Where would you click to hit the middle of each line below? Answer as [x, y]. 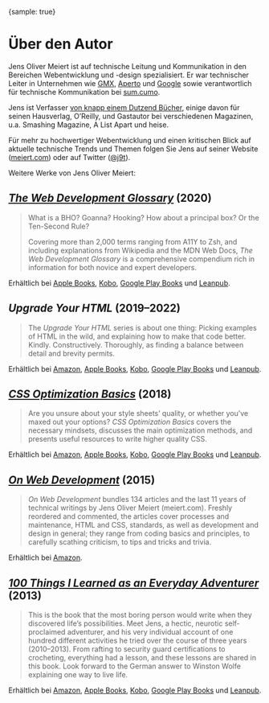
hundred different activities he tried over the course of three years [137, 640]
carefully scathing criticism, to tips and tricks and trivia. [120, 542]
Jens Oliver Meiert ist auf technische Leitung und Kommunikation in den [128, 66]
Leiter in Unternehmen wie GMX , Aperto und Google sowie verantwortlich [130, 83]
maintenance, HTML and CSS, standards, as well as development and [143, 525]
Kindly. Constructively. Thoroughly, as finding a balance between [136, 344]
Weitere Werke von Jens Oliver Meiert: [72, 173]
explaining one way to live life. [78, 674]
